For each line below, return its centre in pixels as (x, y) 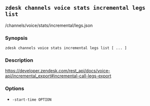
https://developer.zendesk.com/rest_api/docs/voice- (58, 71)
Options (15, 88)
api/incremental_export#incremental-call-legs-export (58, 76)
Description (19, 60)
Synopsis (16, 38)
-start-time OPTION (32, 100)
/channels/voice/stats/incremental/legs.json (49, 25)
